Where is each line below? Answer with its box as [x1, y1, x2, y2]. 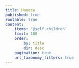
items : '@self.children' [14, 27, 67, 32]
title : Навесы [5, 7, 36, 13]
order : [14, 36, 29, 41]
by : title [23, 41, 44, 46]
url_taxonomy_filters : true [14, 55, 74, 60]
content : [5, 21, 24, 27]
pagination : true [14, 50, 51, 55]
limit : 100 [14, 31, 38, 36]
